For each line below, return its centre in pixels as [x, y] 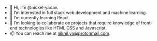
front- [147, 23]
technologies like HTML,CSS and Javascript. [63, 28]
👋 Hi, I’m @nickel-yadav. [34, 7]
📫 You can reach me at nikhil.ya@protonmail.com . [60, 33]
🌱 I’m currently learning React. [40, 18]
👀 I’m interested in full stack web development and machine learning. [78, 13]
